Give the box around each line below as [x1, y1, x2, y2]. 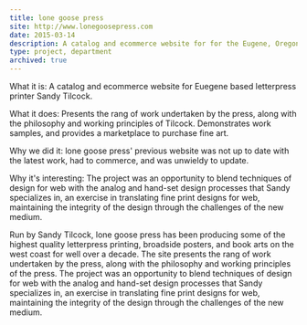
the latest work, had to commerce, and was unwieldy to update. [9, 155, 249, 165]
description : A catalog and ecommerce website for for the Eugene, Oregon [9, 38, 301, 48]
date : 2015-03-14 [9, 30, 76, 39]
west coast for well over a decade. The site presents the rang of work [9, 248, 271, 259]
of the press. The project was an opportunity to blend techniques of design [9, 268, 292, 278]
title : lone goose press [9, 13, 104, 23]
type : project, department [9, 47, 112, 57]
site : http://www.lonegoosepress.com [9, 22, 153, 31]
